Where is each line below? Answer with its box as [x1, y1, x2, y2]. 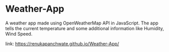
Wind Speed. [5, 31, 33, 37]
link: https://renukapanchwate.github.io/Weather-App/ [5, 40, 119, 46]
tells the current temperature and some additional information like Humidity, [5, 25, 164, 31]
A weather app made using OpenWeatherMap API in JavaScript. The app [5, 20, 159, 26]
